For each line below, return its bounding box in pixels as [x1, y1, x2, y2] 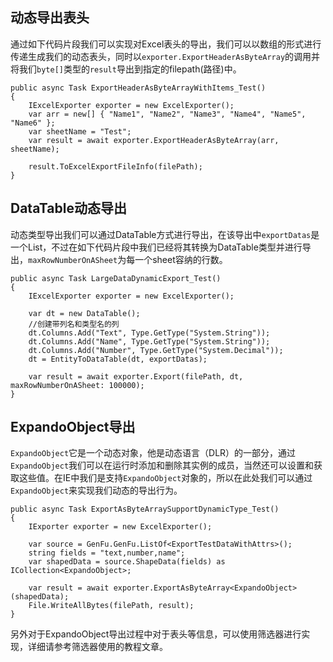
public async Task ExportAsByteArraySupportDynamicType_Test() [10, 504, 280, 515]
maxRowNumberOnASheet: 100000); [10, 380, 145, 390]
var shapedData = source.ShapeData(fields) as [28, 557, 226, 567]
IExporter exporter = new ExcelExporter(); [28, 522, 213, 532]
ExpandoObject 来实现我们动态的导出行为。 [10, 484, 183, 497]
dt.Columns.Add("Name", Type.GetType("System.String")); [28, 336, 271, 347]
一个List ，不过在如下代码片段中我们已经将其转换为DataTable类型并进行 [10, 241, 303, 253]
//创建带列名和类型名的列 [28, 319, 120, 329]
